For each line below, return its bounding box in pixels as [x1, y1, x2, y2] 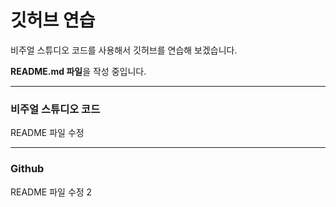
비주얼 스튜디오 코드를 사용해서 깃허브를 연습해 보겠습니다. [10, 44, 238, 56]
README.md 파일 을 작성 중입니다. [10, 65, 147, 77]
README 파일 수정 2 [10, 186, 93, 198]
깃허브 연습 [10, 9, 96, 32]
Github [10, 162, 45, 176]
